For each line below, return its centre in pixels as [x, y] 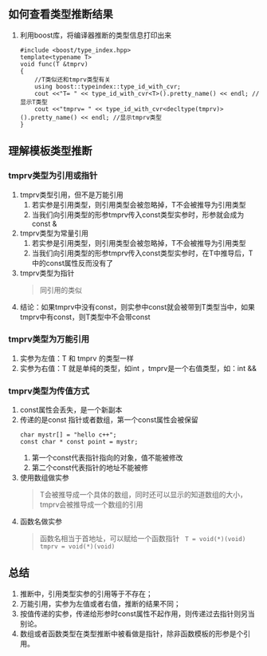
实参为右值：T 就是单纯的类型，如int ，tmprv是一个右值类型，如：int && [138, 368]
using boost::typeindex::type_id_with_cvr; [108, 86]
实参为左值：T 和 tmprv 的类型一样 [77, 358]
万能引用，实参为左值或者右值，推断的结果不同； [100, 603]
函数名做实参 [41, 522]
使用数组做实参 [44, 478]
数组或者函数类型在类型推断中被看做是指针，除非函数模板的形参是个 [132, 634]
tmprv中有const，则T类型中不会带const [85, 317]
